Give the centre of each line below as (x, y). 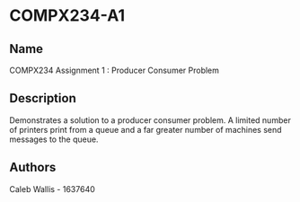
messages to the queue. (54, 139)
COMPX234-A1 (67, 16)
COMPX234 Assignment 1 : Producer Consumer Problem (115, 70)
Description (43, 98)
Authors (33, 167)
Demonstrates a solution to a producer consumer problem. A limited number (150, 120)
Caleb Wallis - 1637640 (53, 189)
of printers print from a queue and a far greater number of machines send (146, 129)
